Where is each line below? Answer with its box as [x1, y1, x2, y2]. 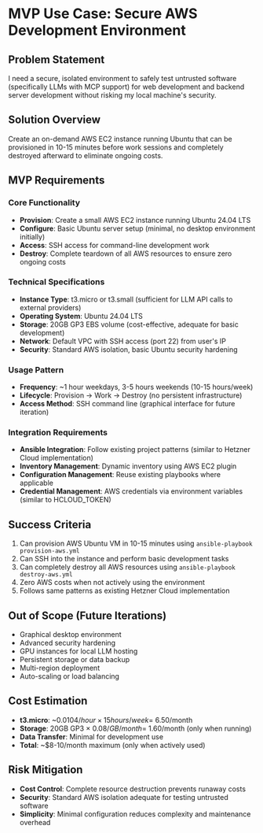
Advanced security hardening [19, 639, 116, 648]
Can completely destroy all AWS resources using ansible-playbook [19, 562, 236, 572]
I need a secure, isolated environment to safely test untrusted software [8, 74, 237, 83]
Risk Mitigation [8, 763, 83, 776]
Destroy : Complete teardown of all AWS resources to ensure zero [19, 249, 232, 258]
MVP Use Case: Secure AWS [8, 5, 198, 23]
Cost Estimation [8, 694, 88, 708]
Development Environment [8, 21, 186, 39]
